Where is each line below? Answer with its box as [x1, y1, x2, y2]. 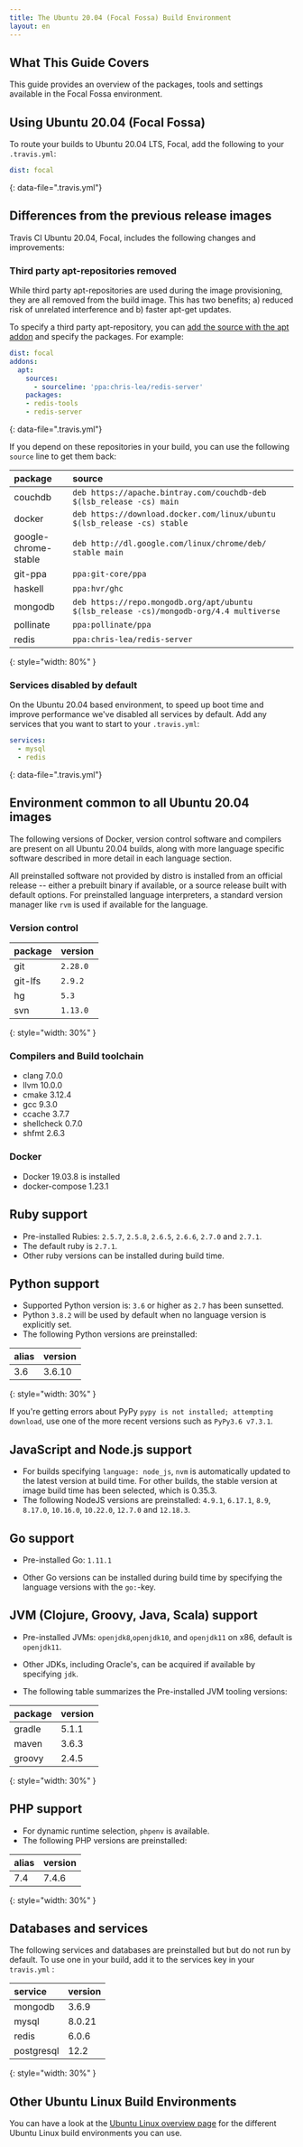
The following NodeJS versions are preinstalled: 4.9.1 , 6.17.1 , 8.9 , [22, 1495, 271, 1506]
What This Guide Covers [9, 55, 150, 70]
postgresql [14, 2045, 60, 2058]
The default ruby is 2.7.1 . [22, 1240, 118, 1251]
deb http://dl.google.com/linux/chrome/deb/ [72, 538, 267, 549]
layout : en [9, 22, 50, 31]
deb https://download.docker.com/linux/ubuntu [72, 509, 277, 519]
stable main [72, 547, 124, 558]
